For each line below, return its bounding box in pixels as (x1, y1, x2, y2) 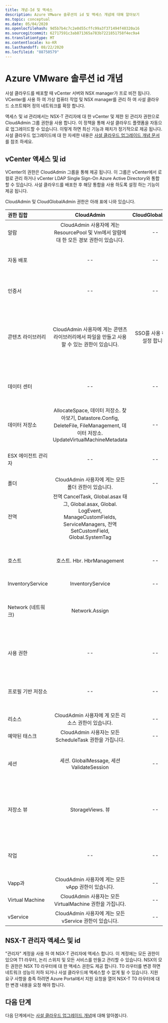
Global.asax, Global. (70, 501, 117, 508)
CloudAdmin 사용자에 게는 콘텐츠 (52, 326, 127, 333)
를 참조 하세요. (5, 139, 33, 145)
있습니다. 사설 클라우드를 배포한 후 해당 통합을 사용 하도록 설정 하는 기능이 (15, 182, 160, 188)
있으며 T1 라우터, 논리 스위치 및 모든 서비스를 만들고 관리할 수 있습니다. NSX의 (5, 957, 157, 963)
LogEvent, (78, 507, 102, 515)
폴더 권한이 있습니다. (67, 484, 113, 491)
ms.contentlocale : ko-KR (5, 40, 57, 45)
